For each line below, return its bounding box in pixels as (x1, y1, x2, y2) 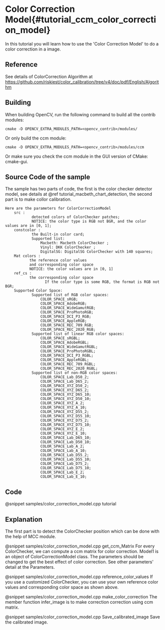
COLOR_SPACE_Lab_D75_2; (40, 461, 90, 466)
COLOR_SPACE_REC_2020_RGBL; (40, 366, 98, 371)
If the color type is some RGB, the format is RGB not (44, 279, 160, 285)
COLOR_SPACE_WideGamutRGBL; (40, 345, 98, 350)
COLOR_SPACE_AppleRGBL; (40, 358, 90, 362)
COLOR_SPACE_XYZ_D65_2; (40, 388, 90, 393)
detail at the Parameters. (5, 564, 55, 570)
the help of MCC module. (5, 534, 56, 540)
